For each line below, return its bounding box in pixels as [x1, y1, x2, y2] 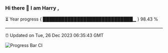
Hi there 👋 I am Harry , [5, 4, 59, 11]
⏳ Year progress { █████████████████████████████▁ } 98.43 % [5, 16, 158, 22]
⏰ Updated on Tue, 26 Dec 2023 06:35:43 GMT [5, 32, 104, 38]
